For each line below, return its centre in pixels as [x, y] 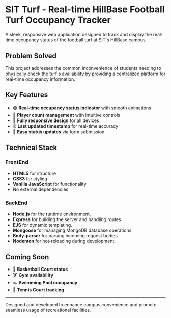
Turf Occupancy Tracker [58, 20]
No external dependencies [40, 189]
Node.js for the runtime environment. [52, 214]
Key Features [27, 95]
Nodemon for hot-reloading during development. [64, 241]
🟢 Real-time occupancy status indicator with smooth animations [82, 108]
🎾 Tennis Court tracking [38, 290]
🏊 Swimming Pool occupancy [45, 283]
